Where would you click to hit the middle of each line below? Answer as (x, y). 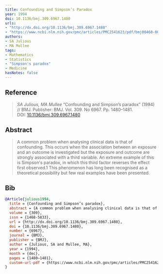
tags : (10, 50)
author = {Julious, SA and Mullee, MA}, (51, 245)
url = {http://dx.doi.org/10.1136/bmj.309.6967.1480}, (66, 222)
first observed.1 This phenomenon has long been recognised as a (82, 167)
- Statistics (18, 59)
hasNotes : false (21, 73)
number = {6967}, (27, 231)
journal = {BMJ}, (27, 236)
